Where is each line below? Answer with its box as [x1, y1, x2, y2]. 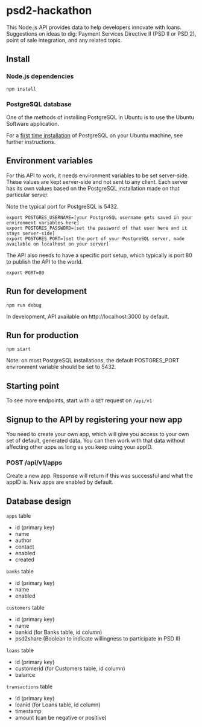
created [14, 556, 35, 563]
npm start [6, 346, 31, 353]
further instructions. [6, 138, 56, 145]
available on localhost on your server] [6, 241, 110, 247]
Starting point [6, 380, 59, 391]
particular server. [6, 191, 49, 198]
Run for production [6, 330, 79, 341]
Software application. [6, 120, 59, 127]
